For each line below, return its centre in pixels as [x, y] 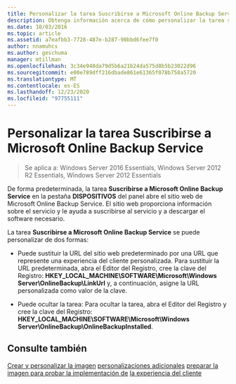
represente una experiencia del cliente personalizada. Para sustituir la [118, 260]
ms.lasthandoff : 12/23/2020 [48, 92]
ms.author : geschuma [38, 53]
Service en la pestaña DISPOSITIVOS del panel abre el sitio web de [105, 196]
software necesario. [36, 218]
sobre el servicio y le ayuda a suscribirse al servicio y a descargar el [106, 211]
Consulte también [47, 349]
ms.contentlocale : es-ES [44, 86]
